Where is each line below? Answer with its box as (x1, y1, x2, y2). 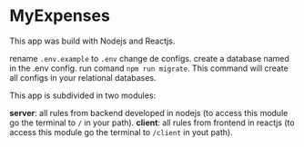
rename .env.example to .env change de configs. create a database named (9, 53, 289, 64)
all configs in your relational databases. (9, 72, 157, 83)
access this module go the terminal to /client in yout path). (9, 126, 234, 137)
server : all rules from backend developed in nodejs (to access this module (9, 107, 289, 118)
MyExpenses (9, 5, 111, 26)
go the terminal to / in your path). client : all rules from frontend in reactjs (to (9, 117, 295, 128)
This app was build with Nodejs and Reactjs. (9, 35, 176, 46)
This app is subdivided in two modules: (9, 90, 157, 101)
